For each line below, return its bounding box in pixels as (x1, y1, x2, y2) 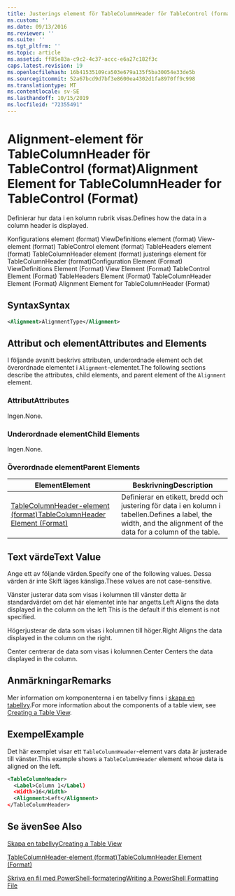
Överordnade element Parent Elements (7, 462, 141, 472)
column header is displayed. (7, 221, 89, 229)
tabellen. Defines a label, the (121, 510, 213, 519)
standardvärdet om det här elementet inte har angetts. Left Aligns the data (7, 598, 219, 607)
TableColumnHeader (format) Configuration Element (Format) (7, 256, 183, 266)
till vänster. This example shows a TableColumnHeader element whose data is (7, 754, 224, 763)
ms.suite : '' (7, 36, 45, 43)
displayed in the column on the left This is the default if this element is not (7, 605, 220, 614)
